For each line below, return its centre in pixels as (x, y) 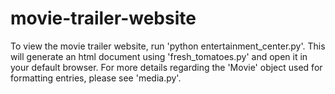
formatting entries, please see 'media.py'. (96, 78)
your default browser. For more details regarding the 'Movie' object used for (166, 67)
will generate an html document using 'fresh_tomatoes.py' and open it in (159, 56)
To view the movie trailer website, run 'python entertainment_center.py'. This (168, 46)
